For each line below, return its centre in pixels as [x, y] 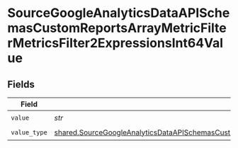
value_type [29, 132]
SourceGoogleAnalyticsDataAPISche [119, 13]
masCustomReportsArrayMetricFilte [117, 28]
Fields [21, 84]
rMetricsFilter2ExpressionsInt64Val [115, 43]
